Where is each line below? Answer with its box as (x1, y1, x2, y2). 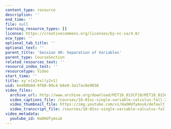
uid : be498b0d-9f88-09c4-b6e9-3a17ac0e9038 (5, 83, 99, 88)
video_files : (5, 87, 33, 93)
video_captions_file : (10, 97, 56, 102)
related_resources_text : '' (5, 59, 65, 64)
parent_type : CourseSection (5, 54, 65, 60)
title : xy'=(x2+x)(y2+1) (5, 78, 58, 83)
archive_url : (10, 92, 38, 98)
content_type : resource (5, 7, 56, 13)
